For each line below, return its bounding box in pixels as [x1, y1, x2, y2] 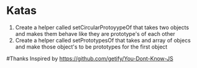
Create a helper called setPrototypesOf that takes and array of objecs [15, 36, 191, 44]
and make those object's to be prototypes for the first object [15, 43, 168, 50]
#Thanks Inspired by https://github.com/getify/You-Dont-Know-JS [6, 55, 174, 62]
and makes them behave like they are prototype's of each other [15, 30, 176, 37]
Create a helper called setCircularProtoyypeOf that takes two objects [15, 24, 190, 31]
